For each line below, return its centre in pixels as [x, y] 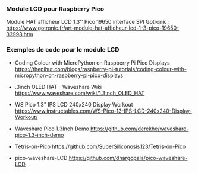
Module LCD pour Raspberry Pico [55, 9]
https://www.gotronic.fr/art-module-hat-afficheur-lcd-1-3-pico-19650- [93, 28]
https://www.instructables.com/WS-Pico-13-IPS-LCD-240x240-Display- [103, 111]
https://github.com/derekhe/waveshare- [139, 129]
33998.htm [20, 34]
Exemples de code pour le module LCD [63, 50]
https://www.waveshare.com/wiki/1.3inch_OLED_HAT [80, 93]
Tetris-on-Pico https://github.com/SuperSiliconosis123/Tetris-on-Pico [100, 146]
